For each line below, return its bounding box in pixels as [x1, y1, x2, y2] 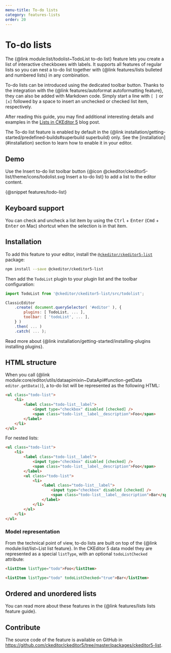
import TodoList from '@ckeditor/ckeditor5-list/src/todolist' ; [5, 291, 145, 296]
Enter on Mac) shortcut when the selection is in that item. [5, 223, 128, 229]
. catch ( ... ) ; [14, 329, 47, 334]
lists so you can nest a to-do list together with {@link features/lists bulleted [5, 67, 163, 73]
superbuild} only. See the [85, 134, 139, 141]
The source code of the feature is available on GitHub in [5, 637, 123, 643]
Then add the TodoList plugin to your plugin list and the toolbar [5, 275, 137, 282]
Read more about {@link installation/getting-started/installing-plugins [5, 338, 151, 344]
